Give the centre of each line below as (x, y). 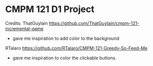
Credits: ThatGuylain (27, 23)
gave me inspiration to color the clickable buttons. (65, 58)
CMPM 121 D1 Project (50, 9)
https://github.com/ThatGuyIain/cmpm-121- (94, 23)
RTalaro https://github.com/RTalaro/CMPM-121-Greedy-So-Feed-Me (76, 48)
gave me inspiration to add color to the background (66, 38)
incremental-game (24, 28)
